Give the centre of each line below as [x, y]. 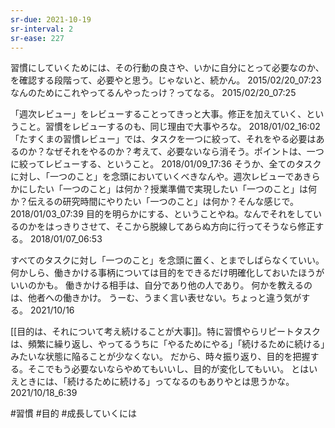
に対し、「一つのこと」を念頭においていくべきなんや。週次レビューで [152, 177]
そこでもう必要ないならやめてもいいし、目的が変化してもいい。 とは [168, 369]
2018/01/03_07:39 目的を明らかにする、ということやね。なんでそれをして [161, 214]
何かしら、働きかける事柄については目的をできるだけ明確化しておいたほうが [167, 273]
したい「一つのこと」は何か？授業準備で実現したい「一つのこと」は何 [172, 189]
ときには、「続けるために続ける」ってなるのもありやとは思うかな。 [156, 382]
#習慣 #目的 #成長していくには [74, 413]
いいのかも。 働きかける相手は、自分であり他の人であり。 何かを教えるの [161, 285]
